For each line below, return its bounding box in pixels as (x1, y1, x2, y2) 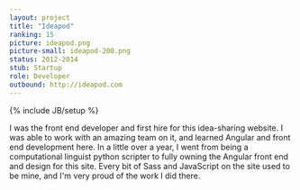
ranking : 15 (9, 30, 54, 39)
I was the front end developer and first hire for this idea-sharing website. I (9, 122, 284, 133)
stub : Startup (9, 64, 63, 73)
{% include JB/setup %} (9, 104, 99, 115)
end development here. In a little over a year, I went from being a (9, 141, 249, 152)
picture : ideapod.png (9, 38, 91, 48)
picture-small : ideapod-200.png (9, 47, 131, 56)
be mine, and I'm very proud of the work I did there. (9, 170, 201, 181)
